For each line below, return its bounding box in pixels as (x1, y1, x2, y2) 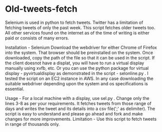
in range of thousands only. (5, 121, 60, 127)
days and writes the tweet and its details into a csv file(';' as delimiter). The (5, 106, 156, 112)
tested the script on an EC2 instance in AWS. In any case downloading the (5, 75, 154, 81)
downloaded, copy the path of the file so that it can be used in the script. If (5, 55, 155, 60)
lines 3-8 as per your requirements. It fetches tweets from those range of (5, 100, 152, 106)
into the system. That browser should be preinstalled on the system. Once (5, 50, 153, 56)
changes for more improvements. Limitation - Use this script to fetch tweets (5, 116, 157, 122)
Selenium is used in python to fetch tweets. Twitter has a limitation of (5, 19, 144, 25)
